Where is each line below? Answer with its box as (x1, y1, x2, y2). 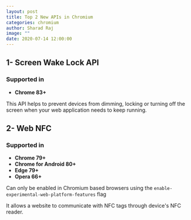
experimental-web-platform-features (6, 192, 96, 198)
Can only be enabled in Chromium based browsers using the (6, 185, 153, 192)
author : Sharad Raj (6, 25, 54, 31)
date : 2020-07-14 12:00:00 (6, 36, 72, 42)
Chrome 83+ (14, 89, 46, 96)
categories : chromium (6, 19, 59, 25)
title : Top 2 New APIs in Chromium (6, 14, 93, 20)
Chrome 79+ (14, 154, 46, 162)
